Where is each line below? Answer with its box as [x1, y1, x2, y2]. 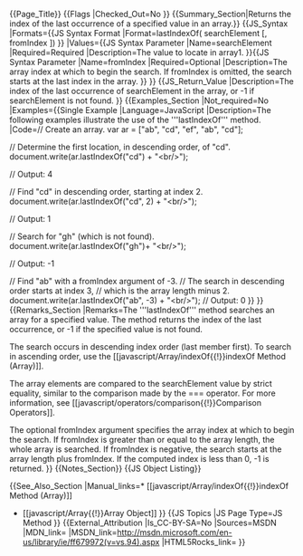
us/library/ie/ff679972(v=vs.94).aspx [22, 537, 160, 547]
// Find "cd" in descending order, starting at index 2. [9, 187, 204, 197]
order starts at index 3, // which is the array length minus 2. [9, 285, 231, 296]
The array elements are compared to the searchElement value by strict [9, 379, 273, 388]
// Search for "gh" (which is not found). [9, 231, 156, 242]
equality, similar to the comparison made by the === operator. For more [9, 388, 276, 398]
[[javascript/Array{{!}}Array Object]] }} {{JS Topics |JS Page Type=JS [22, 508, 283, 518]
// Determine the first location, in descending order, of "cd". [9, 141, 231, 152]
